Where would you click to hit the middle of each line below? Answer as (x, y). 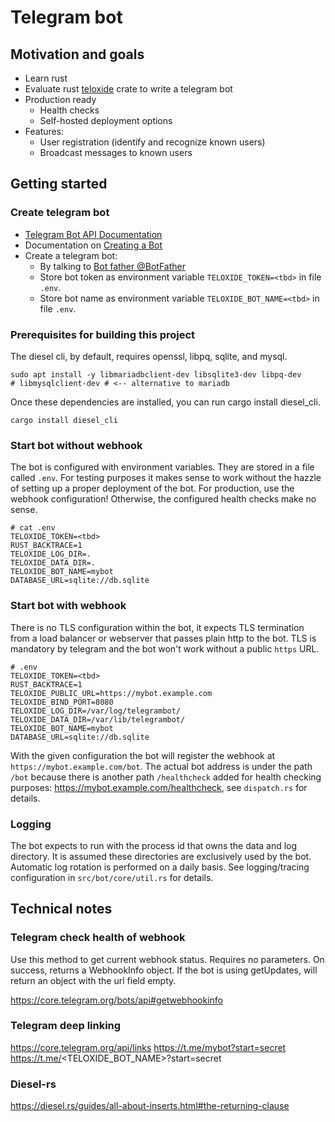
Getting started (59, 184)
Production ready (60, 99)
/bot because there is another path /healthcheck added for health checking (166, 777)
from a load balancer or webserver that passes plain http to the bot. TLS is (163, 638)
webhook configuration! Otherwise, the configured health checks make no (163, 499)
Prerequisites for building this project (103, 334)
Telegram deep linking (66, 1026)
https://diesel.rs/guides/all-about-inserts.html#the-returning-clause (150, 1106)
